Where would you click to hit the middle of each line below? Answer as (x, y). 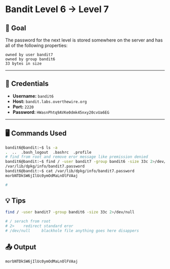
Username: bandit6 (33, 96)
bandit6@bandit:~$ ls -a (31, 148)
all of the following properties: (36, 46)
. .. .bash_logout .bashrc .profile (49, 152)
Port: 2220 (23, 107)
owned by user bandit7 (29, 55)
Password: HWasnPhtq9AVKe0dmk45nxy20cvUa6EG (61, 112)
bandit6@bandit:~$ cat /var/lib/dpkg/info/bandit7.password (70, 171)
